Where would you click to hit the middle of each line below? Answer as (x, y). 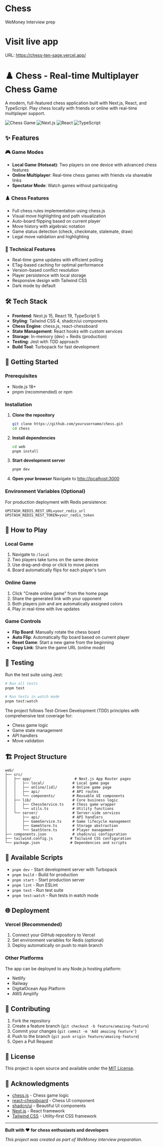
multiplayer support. (25, 113)
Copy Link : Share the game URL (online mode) (58, 647)
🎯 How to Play (26, 530)
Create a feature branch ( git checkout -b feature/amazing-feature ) (81, 1026)
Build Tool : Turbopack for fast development (56, 347)
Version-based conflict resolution (45, 270)
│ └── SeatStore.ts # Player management (59, 830)
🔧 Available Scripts (34, 858)
